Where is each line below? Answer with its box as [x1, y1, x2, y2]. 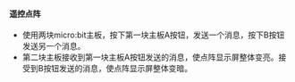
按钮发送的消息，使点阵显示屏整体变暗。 [43, 63, 192, 74]
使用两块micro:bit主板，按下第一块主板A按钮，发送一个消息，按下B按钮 [21, 29, 285, 40]
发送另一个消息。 [21, 41, 86, 52]
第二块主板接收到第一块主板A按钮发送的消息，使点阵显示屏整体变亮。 [21, 52, 279, 62]
